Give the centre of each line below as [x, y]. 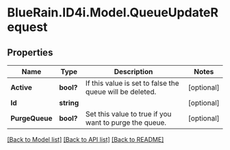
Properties [30, 52]
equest [27, 27]
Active [22, 87]
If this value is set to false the [132, 83]
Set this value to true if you [128, 114]
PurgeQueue [31, 118]
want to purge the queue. [126, 123]
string [69, 103]
